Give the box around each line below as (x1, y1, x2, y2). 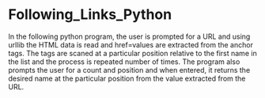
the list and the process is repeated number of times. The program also (8, 57, 240, 66)
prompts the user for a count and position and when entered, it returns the (8, 65, 251, 74)
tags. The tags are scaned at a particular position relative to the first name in (8, 48, 257, 58)
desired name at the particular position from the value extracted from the (8, 73, 246, 83)
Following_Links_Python (8, 6, 172, 24)
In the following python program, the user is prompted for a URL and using (8, 32, 251, 41)
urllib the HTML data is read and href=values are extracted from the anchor (8, 40, 253, 49)
